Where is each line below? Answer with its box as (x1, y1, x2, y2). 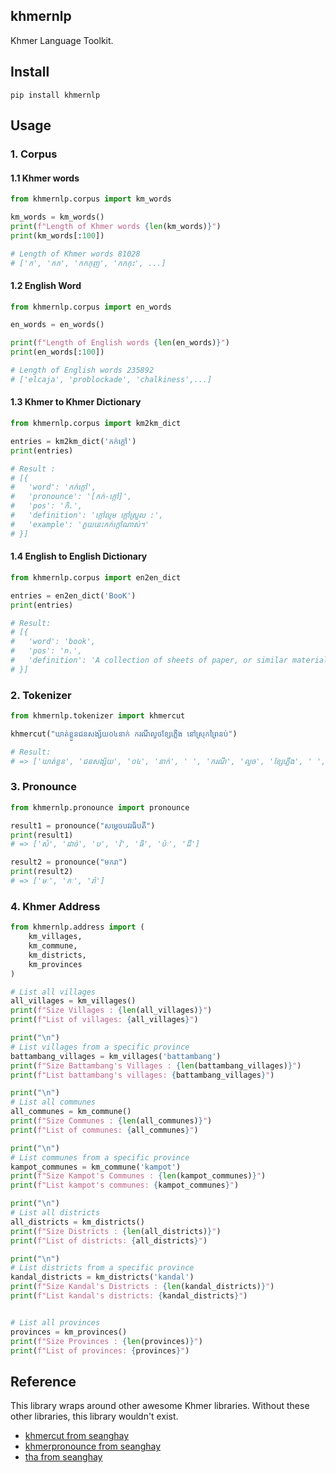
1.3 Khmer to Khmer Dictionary (10, 396, 142, 408)
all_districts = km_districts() (10, 1217, 145, 1227)
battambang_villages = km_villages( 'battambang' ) (10, 1051, 222, 1061)
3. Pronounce (10, 780, 77, 794)
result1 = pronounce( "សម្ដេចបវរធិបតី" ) (10, 820, 156, 831)
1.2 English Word (10, 279, 82, 291)
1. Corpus (10, 147, 58, 161)
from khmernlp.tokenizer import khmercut (10, 711, 186, 721)
